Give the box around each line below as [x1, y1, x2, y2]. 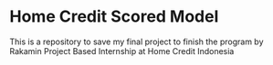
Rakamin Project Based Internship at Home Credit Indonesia [9, 45, 235, 56]
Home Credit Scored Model [9, 6, 219, 27]
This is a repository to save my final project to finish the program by [9, 36, 264, 47]
